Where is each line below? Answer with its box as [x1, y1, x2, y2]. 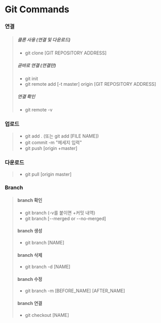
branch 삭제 [17, 252, 43, 258]
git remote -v [25, 107, 53, 113]
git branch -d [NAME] [25, 263, 71, 270]
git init [25, 75, 38, 82]
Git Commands [5, 4, 70, 15]
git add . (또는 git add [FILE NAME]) [25, 133, 99, 139]
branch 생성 [17, 227, 43, 234]
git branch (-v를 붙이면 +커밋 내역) [25, 210, 96, 216]
